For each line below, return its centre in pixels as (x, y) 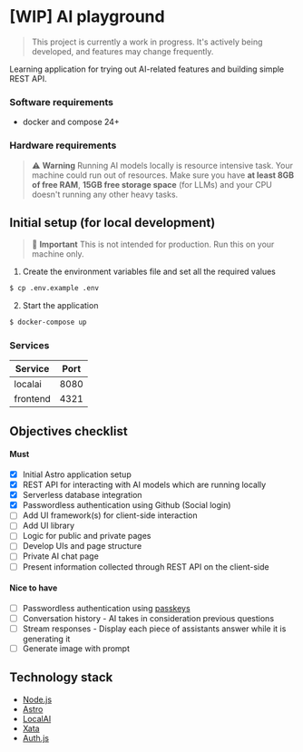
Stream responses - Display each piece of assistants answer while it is (154, 629)
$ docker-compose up (49, 322)
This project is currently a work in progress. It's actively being (147, 42)
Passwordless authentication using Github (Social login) (127, 505)
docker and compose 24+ (71, 122)
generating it (46, 639)
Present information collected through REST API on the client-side (146, 566)
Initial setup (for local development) (112, 223)
